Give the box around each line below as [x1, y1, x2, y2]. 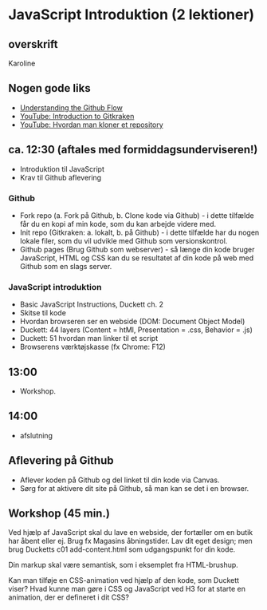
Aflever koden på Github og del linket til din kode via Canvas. [19, 475, 220, 485]
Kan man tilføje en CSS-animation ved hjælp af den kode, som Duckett [8, 576, 240, 585]
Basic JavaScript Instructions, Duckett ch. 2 [19, 299, 164, 309]
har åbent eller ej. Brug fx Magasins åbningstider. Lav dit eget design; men [8, 537, 253, 546]
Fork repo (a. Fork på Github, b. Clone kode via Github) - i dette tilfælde [19, 210, 255, 220]
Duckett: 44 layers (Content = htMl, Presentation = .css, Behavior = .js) [19, 325, 253, 335]
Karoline [8, 58, 36, 68]
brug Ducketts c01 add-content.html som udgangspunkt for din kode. [8, 545, 236, 554]
